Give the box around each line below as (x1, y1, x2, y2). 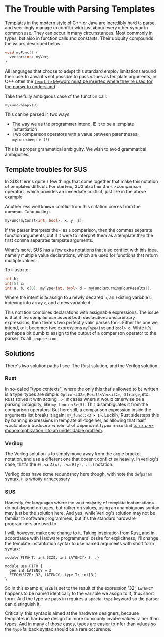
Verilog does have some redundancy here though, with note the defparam (5, 471, 153, 477)
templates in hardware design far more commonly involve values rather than (5, 615, 159, 621)
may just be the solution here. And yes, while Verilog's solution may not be (5, 510, 156, 516)
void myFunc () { (5, 50, 38, 55)
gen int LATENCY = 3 (9, 568, 51, 573)
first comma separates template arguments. (5, 238, 94, 243)
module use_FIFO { (5, 563, 43, 569)
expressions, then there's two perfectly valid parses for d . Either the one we (5, 319, 158, 325)
